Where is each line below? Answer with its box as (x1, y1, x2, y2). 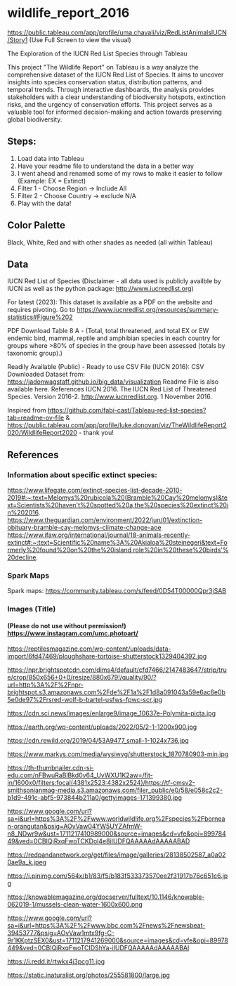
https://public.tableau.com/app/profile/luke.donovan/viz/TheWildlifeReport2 (7, 421, 227, 429)
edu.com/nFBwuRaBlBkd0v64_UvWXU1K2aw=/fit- (7, 771, 153, 779)
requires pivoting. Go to (7, 306, 76, 314)
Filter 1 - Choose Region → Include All (17, 184, 127, 193)
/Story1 (7, 35, 28, 44)
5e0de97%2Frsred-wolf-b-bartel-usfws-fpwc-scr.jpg (7, 696, 163, 704)
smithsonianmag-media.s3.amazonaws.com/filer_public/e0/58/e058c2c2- (7, 786, 223, 795)
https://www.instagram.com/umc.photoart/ (7, 629, 138, 637)
